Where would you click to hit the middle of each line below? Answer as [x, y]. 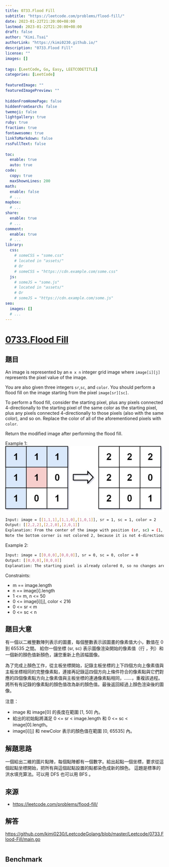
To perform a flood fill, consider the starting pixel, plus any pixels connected [84, 402]
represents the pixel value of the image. [46, 377]
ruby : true [17, 123]
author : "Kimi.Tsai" [27, 37]
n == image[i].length [34, 590]
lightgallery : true [26, 117]
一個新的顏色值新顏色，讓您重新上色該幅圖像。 [54, 655]
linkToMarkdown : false [29, 138]
